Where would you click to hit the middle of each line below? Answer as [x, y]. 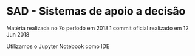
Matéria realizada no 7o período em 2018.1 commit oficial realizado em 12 [98, 28]
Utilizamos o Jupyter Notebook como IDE [58, 46]
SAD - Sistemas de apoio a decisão [96, 11]
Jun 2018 [18, 34]
